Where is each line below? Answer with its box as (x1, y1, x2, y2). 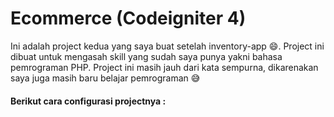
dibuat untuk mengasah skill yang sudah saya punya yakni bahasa (10, 50, 283, 62)
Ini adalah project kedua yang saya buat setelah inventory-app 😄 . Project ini (10, 40, 325, 52)
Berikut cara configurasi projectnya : (10, 95, 167, 107)
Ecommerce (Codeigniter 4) (10, 7, 247, 30)
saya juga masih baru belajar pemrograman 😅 (10, 72, 201, 84)
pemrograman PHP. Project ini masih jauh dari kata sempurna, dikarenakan (10, 61, 319, 73)
